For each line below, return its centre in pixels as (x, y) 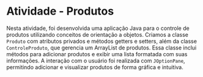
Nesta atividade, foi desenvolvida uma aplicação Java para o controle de (98, 28)
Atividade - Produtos (60, 11)
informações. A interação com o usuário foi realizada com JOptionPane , (96, 61)
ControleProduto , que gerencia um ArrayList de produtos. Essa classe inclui (102, 48)
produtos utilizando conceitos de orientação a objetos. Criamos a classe (97, 34)
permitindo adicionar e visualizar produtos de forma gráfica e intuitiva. (95, 67)
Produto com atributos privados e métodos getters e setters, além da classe (102, 41)
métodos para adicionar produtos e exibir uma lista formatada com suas (97, 54)
